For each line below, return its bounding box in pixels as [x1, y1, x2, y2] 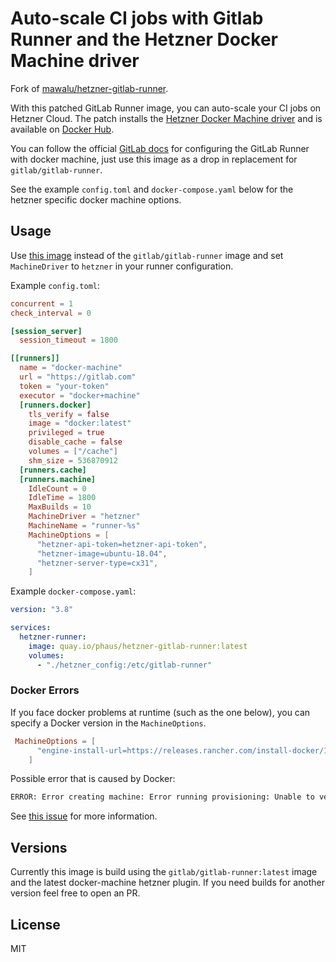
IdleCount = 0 [28, 483, 87, 494]
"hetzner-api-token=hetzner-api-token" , [36, 539, 208, 549]
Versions [10, 839, 68, 856]
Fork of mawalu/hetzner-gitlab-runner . [10, 82, 169, 94]
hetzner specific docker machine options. [10, 193, 182, 206]
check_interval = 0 [10, 308, 92, 318]
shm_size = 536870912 [28, 455, 118, 466]
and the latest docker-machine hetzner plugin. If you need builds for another [10, 877, 325, 889]
